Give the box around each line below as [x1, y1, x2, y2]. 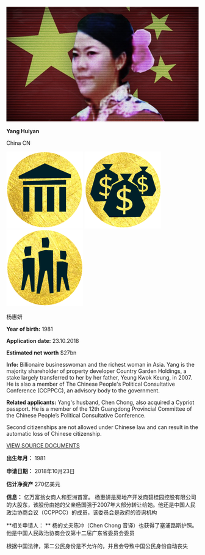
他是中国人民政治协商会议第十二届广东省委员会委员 [6, 529, 135, 537]
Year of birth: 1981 [6, 325, 53, 333]
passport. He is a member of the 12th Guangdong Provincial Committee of [6, 405, 192, 413]
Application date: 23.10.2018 [6, 337, 79, 344]
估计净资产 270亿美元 [6, 480, 61, 488]
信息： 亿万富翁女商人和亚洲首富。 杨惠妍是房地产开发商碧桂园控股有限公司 [6, 493, 196, 501]
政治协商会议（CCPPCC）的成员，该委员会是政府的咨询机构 [6, 509, 157, 516]
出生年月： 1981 [6, 454, 46, 461]
